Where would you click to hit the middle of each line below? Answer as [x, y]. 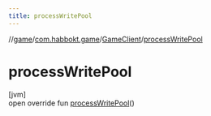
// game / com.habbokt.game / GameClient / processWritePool [105, 39]
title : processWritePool [50, 16]
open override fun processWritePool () [72, 103]
